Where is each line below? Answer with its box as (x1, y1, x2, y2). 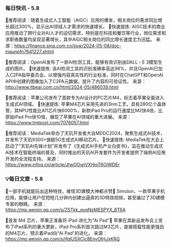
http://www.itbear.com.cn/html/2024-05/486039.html (5, 84, 119, 90)
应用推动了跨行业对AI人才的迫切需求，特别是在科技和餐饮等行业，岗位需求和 (5, 30, 166, 36)
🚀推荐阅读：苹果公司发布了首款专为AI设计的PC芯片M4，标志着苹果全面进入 (5, 95, 164, 101)
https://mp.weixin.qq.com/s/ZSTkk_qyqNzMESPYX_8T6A (5, 207, 126, 213)
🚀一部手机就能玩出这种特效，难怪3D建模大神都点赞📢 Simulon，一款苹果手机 (5, 188, 165, 194)
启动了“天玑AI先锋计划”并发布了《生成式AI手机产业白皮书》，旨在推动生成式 (5, 143, 163, 149)
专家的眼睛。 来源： (5, 201, 47, 207)
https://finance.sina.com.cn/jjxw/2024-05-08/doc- (14, 43, 121, 49)
